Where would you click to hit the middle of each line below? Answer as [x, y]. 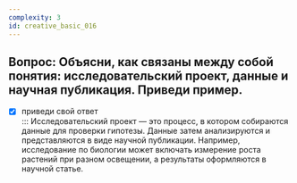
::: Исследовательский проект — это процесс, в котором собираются [155, 121]
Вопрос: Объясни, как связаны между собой [141, 62]
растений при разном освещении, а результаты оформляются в [144, 159]
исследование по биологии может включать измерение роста [141, 150]
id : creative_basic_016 [53, 26]
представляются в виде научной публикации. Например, [131, 140]
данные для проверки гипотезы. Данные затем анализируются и [145, 131]
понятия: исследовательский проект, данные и [148, 75]
